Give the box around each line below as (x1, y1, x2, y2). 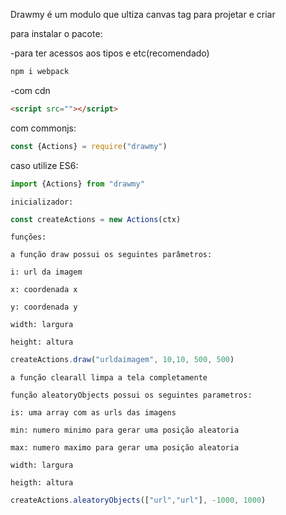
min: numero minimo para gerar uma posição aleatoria (10, 425, 240, 436)
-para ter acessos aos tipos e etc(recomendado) (10, 47, 210, 59)
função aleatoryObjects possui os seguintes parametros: (10, 390, 253, 401)
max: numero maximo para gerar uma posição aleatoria (10, 443, 240, 453)
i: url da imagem (10, 267, 83, 278)
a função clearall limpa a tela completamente (10, 373, 208, 383)
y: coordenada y (10, 302, 78, 313)
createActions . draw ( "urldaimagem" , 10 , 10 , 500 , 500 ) (10, 355, 235, 365)
